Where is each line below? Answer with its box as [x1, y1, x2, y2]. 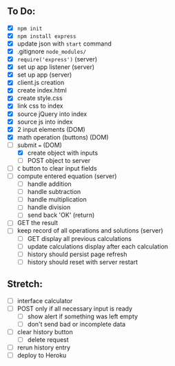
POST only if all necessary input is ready [17, 304, 133, 313]
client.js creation [17, 79, 65, 87]
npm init [17, 25, 43, 32]
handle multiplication [27, 195, 87, 204]
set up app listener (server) [17, 63, 95, 71]
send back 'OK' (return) [27, 211, 95, 220]
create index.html [17, 86, 67, 95]
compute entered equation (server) [17, 172, 117, 180]
